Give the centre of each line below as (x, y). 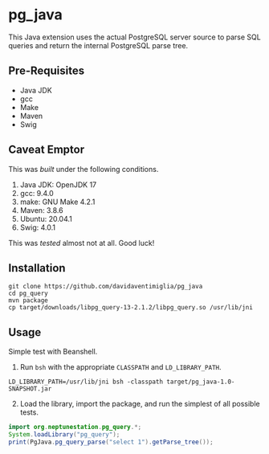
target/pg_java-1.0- (200, 382)
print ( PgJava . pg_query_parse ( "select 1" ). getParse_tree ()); (111, 442)
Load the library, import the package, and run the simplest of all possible (140, 404)
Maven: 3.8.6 (41, 210)
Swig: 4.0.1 (38, 227)
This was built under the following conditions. (84, 169)
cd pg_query (28, 294)
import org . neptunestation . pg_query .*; (75, 427)
